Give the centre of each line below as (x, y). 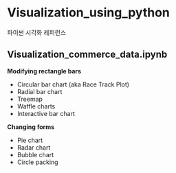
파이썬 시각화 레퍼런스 (37, 32)
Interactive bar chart (46, 113)
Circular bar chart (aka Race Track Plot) (73, 84)
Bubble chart (35, 154)
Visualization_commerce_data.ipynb (87, 55)
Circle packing (37, 162)
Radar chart (34, 147)
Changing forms (31, 127)
